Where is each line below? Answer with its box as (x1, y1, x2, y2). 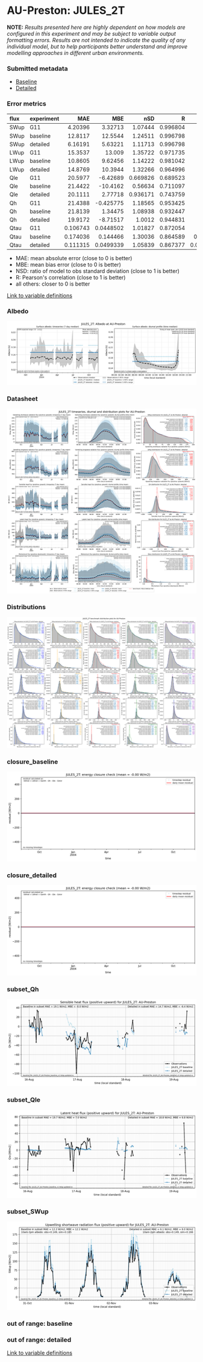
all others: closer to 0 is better (15, 280, 90, 287)
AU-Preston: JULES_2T (7, 4, 125, 18)
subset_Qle (7, 1096, 41, 1104)
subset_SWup (7, 1207, 49, 1216)
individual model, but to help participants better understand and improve (7, 43, 188, 50)
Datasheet (7, 395, 38, 403)
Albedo (7, 307, 29, 316)
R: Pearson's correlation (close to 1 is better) (15, 274, 126, 281)
